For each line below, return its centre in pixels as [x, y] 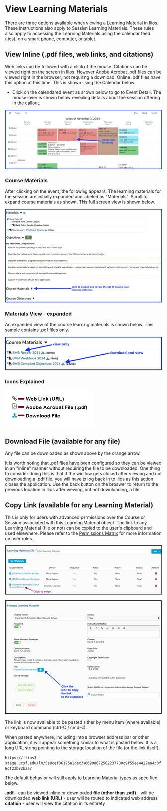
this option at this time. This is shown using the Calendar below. [70, 82]
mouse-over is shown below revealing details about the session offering [86, 97]
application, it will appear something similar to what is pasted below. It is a [81, 742]
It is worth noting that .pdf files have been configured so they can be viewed [83, 463]
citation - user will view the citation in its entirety [55, 803]
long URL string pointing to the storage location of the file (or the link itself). [83, 748]
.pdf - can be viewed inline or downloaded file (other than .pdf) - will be [80, 793]
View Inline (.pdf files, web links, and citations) [79, 55]
